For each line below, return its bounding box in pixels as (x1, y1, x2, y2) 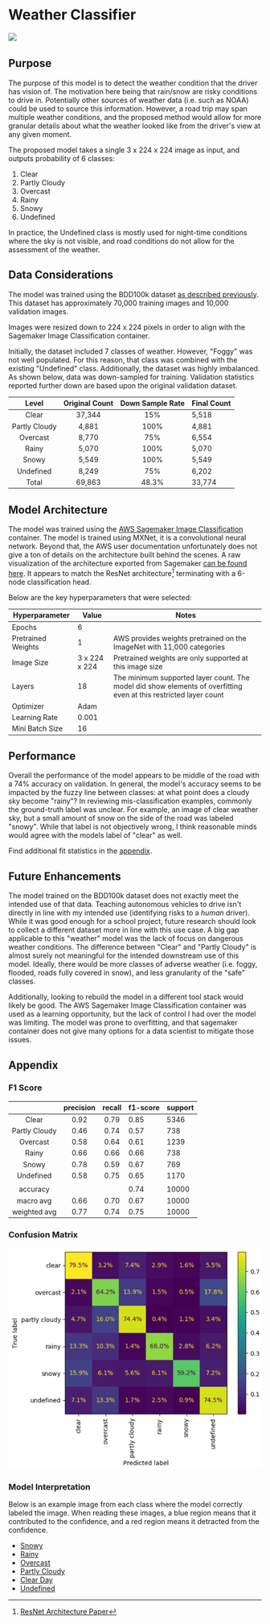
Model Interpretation (8, 1481, 91, 1493)
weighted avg (11, 1207, 57, 1216)
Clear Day (19, 1575, 54, 1585)
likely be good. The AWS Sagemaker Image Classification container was (8, 1000, 247, 1010)
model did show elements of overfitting (113, 681, 243, 691)
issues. (8, 1035, 32, 1045)
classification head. (27, 577, 92, 586)
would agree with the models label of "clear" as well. (8, 831, 183, 840)
